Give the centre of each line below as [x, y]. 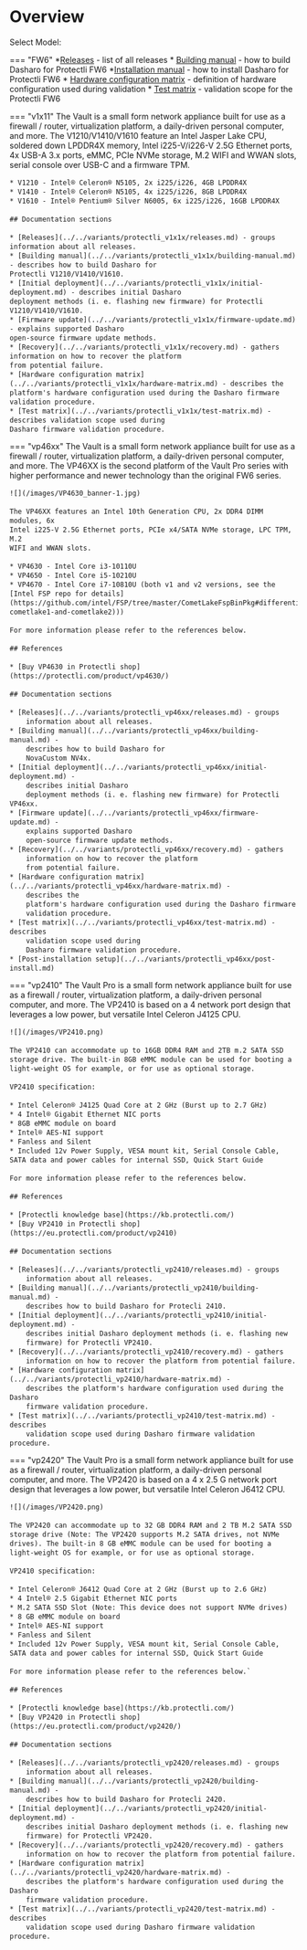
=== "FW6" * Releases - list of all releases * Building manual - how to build [150, 59]
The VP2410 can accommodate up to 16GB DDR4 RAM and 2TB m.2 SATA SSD [147, 1050]
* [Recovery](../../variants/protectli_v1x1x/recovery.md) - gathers [145, 347]
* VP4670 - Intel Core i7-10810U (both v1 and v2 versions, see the [143, 585]
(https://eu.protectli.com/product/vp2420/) [95, 1726]
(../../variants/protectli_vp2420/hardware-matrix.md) [116, 1872]
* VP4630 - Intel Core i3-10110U [73, 566]
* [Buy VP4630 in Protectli [63, 667]
